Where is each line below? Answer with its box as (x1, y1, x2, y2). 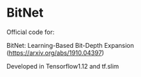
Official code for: (6, 28, 55, 36)
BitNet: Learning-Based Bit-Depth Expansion (6, 41, 135, 49)
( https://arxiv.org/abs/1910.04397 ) (6, 49, 105, 57)
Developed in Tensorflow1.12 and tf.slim (6, 62, 119, 70)
